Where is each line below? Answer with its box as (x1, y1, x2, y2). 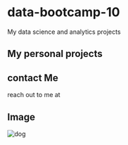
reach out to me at (7, 91, 61, 99)
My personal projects (7, 48, 103, 60)
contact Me (7, 72, 58, 84)
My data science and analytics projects (7, 27, 121, 36)
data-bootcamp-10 (7, 4, 120, 20)
